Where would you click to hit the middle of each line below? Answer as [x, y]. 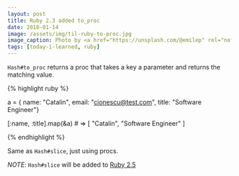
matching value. [31, 75]
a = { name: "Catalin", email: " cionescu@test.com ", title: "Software [105, 102]
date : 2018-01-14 [33, 27]
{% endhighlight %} [36, 137]
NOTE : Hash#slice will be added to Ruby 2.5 [72, 165]
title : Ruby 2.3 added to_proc [54, 21]
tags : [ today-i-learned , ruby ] [54, 47]
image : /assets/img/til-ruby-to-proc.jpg [70, 34]
